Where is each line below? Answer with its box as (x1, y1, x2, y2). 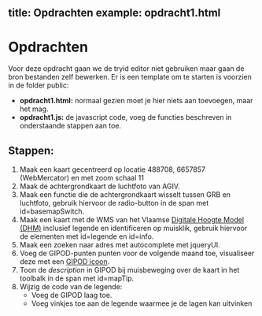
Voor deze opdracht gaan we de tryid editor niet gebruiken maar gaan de (8, 64, 245, 73)
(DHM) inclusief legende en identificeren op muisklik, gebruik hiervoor (19, 224, 248, 233)
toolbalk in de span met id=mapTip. (19, 273, 135, 283)
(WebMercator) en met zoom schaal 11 (19, 173, 144, 183)
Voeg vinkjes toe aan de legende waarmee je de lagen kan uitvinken (31, 299, 253, 308)
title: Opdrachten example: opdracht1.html (8, 6, 221, 20)
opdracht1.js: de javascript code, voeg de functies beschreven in (19, 113, 232, 122)
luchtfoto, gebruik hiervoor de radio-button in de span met (19, 199, 209, 208)
